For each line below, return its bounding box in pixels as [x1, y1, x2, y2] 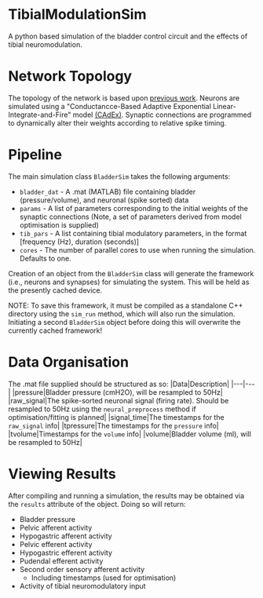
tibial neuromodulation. [8, 39, 82, 49]
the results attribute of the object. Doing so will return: [8, 499, 186, 509]
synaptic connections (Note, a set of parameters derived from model [19, 212, 242, 221]
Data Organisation [8, 353, 130, 370]
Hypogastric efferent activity [19, 548, 112, 557]
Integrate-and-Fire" [8, 110, 71, 119]
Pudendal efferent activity [19, 556, 104, 566]
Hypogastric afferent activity [19, 531, 112, 541]
